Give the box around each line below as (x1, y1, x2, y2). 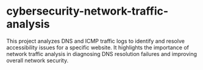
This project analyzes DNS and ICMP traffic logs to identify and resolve (6, 37, 185, 44)
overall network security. (6, 57, 69, 64)
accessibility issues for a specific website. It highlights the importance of (6, 44, 189, 51)
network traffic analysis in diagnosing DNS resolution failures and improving (6, 50, 197, 57)
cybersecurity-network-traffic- (6, 4, 169, 18)
